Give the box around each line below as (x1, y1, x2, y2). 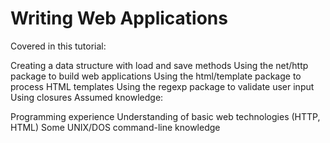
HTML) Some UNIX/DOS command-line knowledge (10, 121, 221, 133)
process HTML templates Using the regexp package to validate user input (10, 80, 315, 92)
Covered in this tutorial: (10, 40, 107, 52)
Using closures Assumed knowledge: (10, 91, 164, 103)
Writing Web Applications (10, 7, 228, 30)
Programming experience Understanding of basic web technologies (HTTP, (10, 110, 321, 122)
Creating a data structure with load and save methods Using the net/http (10, 59, 309, 71)
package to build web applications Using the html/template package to (10, 70, 302, 82)
